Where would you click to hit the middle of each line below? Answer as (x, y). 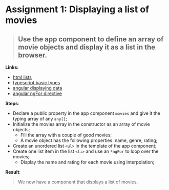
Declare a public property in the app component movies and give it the (86, 113)
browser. (33, 55)
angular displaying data (37, 88)
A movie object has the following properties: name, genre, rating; (89, 140)
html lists (22, 77)
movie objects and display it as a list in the (87, 47)
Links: (12, 67)
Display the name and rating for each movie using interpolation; (87, 162)
